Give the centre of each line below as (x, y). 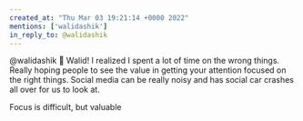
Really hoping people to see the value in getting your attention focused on (148, 70)
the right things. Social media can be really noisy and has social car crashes (151, 80)
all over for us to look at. (55, 90)
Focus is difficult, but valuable (66, 107)
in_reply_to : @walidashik (58, 35)
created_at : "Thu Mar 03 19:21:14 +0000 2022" (99, 18)
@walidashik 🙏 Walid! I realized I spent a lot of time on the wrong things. (145, 61)
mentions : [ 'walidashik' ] (58, 26)
